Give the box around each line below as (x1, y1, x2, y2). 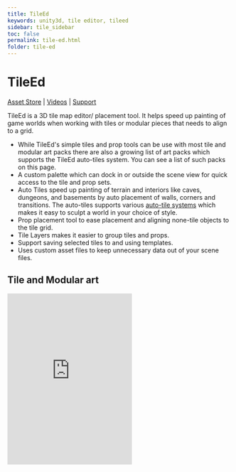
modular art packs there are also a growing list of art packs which (17, 147, 210, 156)
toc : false (7, 30, 40, 38)
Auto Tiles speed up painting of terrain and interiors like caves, (17, 186, 202, 194)
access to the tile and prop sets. (17, 178, 112, 186)
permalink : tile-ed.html (7, 37, 81, 44)
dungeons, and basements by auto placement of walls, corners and (17, 193, 215, 201)
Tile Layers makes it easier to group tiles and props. (17, 230, 169, 239)
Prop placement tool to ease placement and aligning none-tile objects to (17, 215, 230, 224)
